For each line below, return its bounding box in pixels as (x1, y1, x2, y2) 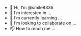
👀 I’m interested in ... (9, 10, 52, 16)
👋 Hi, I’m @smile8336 (9, 5, 54, 10)
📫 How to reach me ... (9, 26, 55, 31)
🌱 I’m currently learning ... (9, 15, 62, 20)
